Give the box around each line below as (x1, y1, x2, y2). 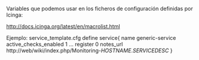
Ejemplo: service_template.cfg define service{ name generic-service (6, 34, 176, 41)
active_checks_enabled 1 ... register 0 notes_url (6, 41, 123, 48)
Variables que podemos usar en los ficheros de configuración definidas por (6, 5, 194, 12)
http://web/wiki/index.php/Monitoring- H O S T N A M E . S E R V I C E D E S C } (6, 47, 173, 54)
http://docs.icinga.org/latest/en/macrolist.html (6, 23, 120, 30)
